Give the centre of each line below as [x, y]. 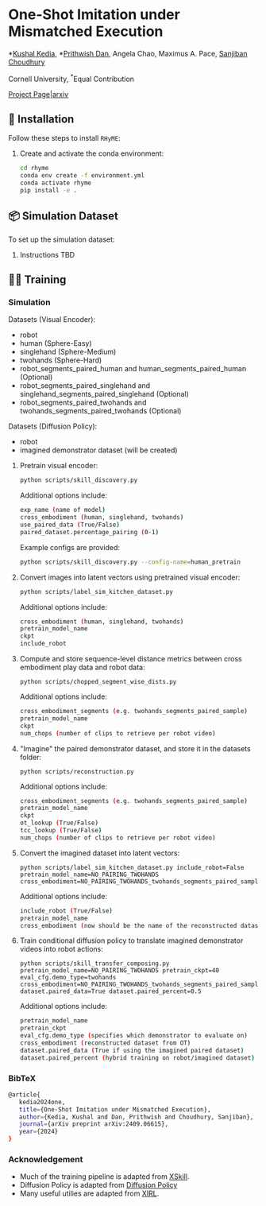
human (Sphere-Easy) [56, 343]
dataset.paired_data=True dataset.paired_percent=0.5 [110, 991]
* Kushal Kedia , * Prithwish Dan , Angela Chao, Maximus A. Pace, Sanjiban [128, 53]
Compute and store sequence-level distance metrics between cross [131, 659]
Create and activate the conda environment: [92, 153]
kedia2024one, [42, 1102]
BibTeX [22, 1078]
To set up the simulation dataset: [62, 239]
